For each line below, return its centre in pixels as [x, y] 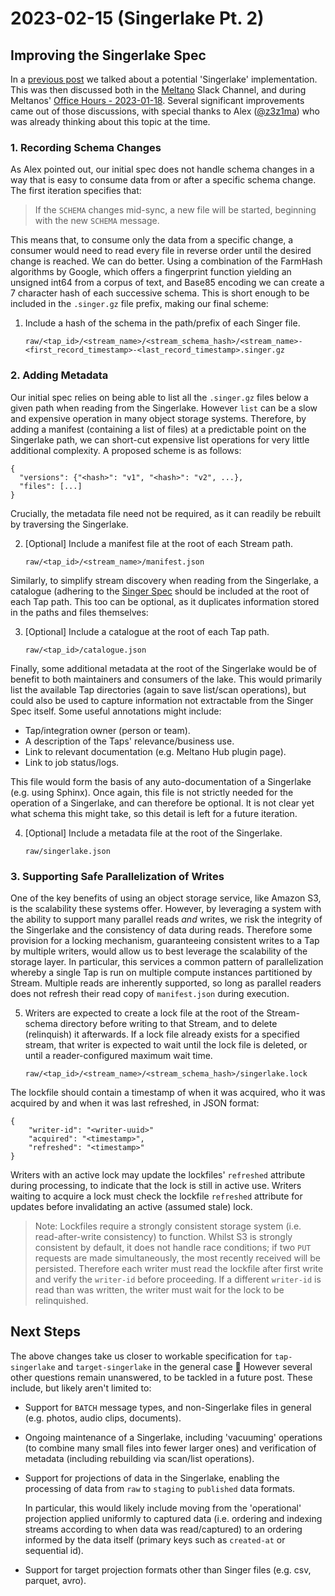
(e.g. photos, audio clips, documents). [103, 1418]
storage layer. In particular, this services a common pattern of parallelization [167, 961]
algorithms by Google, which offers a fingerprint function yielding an [151, 272]
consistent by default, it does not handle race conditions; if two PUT [173, 1247]
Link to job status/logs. [72, 762]
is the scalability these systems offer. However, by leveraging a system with [166, 908]
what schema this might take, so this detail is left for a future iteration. [154, 813]
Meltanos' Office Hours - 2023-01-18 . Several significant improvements [157, 100]
